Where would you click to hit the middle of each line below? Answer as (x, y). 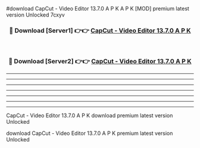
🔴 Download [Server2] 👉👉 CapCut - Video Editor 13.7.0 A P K (100, 62)
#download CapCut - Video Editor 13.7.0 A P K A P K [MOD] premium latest (98, 9)
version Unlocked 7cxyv (36, 15)
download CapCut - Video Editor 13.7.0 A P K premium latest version (90, 133)
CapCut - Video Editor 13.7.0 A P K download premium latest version (90, 115)
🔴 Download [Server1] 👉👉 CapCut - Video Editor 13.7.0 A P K (100, 30)
